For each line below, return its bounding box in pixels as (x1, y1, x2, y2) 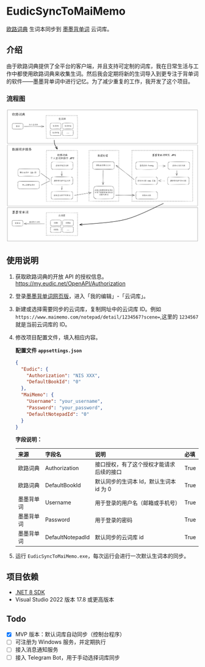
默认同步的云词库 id (95, 534, 144, 541)
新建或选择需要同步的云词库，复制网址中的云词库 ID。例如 (15, 305, 162, 312)
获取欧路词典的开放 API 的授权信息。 (15, 273, 108, 280)
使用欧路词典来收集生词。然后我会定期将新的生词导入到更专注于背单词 (22, 70, 199, 77)
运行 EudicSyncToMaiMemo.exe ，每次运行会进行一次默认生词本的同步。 (15, 552, 190, 559)
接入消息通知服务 (15, 646, 59, 654)
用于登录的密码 (95, 516, 133, 523)
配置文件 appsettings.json (15, 347, 82, 354)
